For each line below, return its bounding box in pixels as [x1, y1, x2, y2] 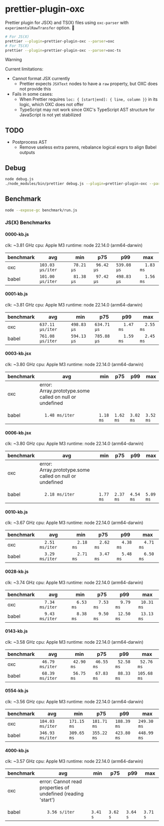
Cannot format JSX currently [12, 76, 70, 82]
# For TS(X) [5, 43, 29, 48]
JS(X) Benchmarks [5, 219, 51, 226]
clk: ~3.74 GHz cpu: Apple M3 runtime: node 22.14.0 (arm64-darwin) [5, 579, 143, 585]
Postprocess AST [12, 139, 47, 145]
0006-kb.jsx [5, 430, 32, 435]
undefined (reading [39, 790, 84, 797]
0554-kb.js [5, 688, 29, 694]
